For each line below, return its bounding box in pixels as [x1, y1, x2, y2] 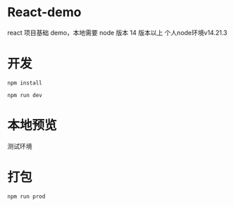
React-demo [7, 4, 82, 20]
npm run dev [7, 92, 42, 99]
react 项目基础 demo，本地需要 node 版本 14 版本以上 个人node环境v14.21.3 [7, 28, 228, 37]
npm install [7, 79, 42, 87]
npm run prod [7, 193, 46, 200]
